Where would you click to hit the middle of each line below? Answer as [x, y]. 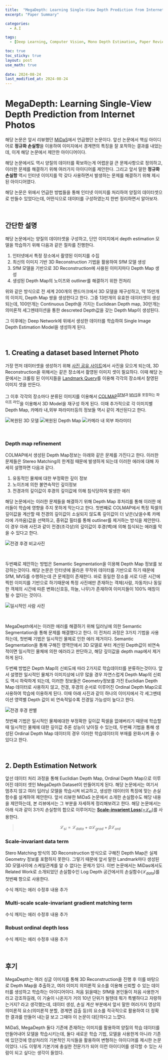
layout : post [19, 60]
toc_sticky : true [23, 56]
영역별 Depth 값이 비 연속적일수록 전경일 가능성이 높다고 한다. [74, 700]
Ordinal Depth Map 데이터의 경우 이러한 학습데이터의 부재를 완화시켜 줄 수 [87, 733]
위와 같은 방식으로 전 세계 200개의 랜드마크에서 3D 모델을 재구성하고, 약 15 [78, 291]
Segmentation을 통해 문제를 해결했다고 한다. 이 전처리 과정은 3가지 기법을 [77, 633]
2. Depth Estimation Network [51, 766]
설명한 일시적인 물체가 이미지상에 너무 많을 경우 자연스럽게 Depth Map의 [81, 675]
